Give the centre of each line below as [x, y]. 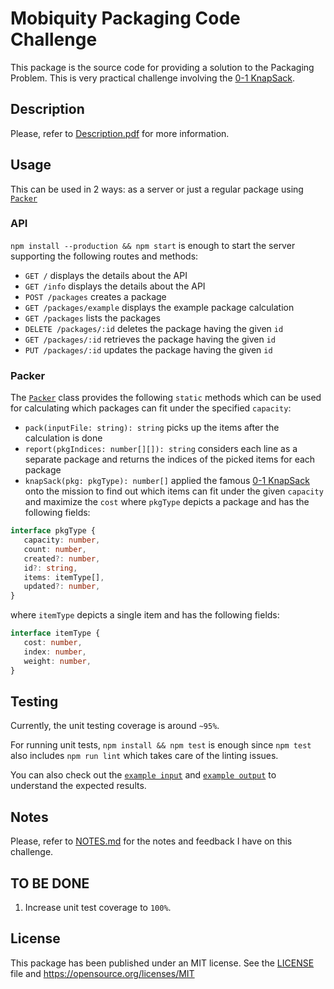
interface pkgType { [53, 531]
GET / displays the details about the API [106, 275]
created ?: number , [62, 558]
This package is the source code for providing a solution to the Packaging [162, 67]
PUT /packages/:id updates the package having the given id [148, 349]
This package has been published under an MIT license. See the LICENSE [162, 963]
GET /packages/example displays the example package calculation [159, 307]
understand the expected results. [78, 786]
